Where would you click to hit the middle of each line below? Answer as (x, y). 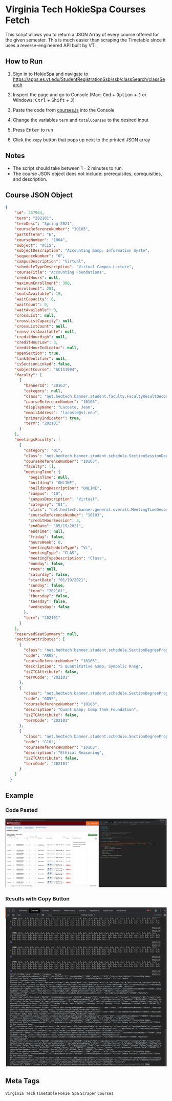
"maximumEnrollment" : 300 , (43, 283)
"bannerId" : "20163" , (47, 386)
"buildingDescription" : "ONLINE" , (65, 488)
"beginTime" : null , (49, 478)
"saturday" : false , (49, 574)
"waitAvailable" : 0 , (36, 310)
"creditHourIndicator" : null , (47, 348)
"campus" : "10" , (45, 493)
